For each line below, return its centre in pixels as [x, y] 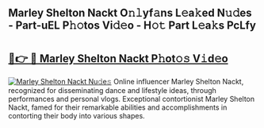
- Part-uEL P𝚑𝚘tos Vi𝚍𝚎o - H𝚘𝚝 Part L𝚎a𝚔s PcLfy [132, 26]
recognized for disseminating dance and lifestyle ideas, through [112, 90]
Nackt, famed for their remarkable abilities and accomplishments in [118, 107]
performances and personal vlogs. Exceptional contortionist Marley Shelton [132, 99]
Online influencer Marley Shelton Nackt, [179, 81]
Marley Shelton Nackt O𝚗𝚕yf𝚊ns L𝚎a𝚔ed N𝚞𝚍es [130, 13]
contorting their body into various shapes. [77, 116]
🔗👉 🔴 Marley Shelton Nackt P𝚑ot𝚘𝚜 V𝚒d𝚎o [118, 58]
